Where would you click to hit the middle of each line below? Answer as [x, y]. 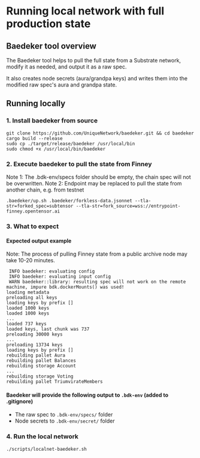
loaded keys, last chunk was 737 [48, 329]
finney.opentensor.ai [33, 211]
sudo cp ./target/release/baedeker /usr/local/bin [71, 143]
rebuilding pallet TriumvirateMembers [54, 382]
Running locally [36, 104]
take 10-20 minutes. [31, 261]
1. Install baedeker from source [52, 121]
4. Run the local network [43, 436]
